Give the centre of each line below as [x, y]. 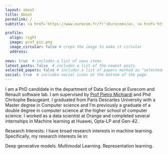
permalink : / [19, 19]
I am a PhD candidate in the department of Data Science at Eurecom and [80, 89]
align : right [23, 38]
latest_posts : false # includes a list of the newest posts [70, 66]
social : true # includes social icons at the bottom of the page [76, 75]
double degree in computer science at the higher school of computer [76, 110]
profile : [14, 33]
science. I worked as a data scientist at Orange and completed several [77, 116]
